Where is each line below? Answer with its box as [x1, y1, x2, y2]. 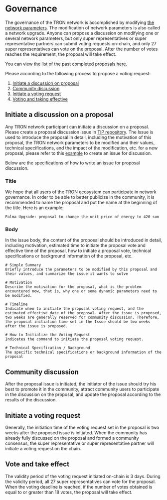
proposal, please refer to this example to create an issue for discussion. [5, 150, 152, 156]
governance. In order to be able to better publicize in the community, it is [5, 194, 155, 200]
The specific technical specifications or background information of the [5, 350, 162, 355]
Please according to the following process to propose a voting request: [5, 70, 151, 76]
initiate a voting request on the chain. [5, 445, 81, 451]
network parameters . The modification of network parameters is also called [5, 24, 161, 30]
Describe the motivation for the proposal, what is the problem [5, 284, 142, 289]
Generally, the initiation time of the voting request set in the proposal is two [5, 424, 160, 430]
